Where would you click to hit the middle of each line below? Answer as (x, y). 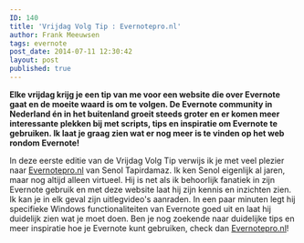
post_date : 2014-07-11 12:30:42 (71, 52)
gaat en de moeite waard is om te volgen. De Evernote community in (141, 104)
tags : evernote (38, 43)
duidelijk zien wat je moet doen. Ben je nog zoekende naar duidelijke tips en (152, 218)
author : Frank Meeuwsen (55, 35)
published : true (40, 69)
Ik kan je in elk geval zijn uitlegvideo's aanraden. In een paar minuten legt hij (152, 199)
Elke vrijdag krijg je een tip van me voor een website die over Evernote (145, 94)
